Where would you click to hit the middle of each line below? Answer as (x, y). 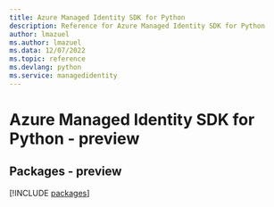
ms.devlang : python (46, 68)
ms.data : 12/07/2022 (48, 51)
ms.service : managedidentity (63, 76)
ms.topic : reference (48, 59)
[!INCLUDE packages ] (50, 193)
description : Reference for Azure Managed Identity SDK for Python (137, 26)
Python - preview (75, 138)
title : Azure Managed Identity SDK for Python (97, 17)
